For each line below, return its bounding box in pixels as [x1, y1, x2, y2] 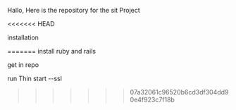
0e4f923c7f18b [130, 95, 175, 104]
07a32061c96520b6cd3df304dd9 [130, 88, 229, 96]
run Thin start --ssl [7, 74, 62, 82]
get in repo [7, 61, 39, 69]
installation [7, 33, 39, 42]
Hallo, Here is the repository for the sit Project [7, 6, 141, 14]
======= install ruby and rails [7, 47, 97, 55]
